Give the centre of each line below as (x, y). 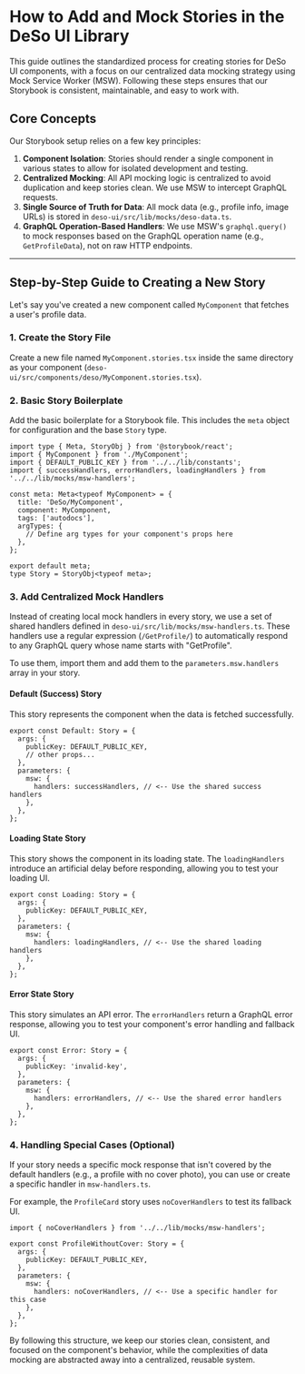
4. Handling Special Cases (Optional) (92, 1145)
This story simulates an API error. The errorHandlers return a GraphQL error (151, 1015)
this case (28, 1300)
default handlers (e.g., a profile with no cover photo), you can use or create (150, 1175)
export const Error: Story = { (69, 1051)
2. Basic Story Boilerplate (66, 400)
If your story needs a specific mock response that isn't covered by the (141, 1165)
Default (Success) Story (56, 694)
